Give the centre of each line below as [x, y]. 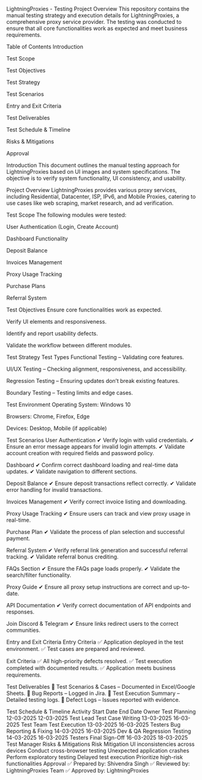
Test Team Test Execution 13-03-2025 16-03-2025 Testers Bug [101, 725]
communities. [24, 630]
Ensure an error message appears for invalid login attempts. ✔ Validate [96, 447]
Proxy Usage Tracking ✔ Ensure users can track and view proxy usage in [99, 514]
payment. [18, 538]
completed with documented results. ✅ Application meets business [91, 668]
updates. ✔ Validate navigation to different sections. [72, 471]
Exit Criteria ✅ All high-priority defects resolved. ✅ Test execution [89, 661]
